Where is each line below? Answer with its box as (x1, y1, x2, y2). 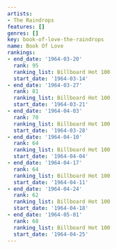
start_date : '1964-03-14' (13, 75, 89, 82)
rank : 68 (13, 218, 39, 225)
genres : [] (7, 29, 39, 37)
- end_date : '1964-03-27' (7, 82, 82, 89)
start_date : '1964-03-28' (13, 127, 89, 134)
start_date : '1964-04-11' (13, 179, 89, 186)
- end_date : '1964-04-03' (7, 107, 82, 114)
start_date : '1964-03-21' (13, 101, 89, 108)
